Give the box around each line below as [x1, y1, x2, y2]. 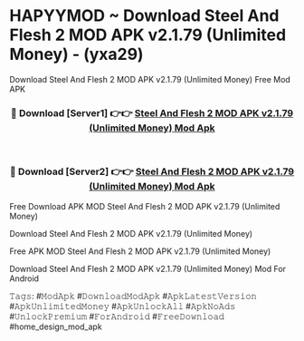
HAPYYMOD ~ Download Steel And [9, 5, 280, 26]
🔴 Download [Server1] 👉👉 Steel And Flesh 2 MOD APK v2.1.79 [10, 106, 294, 119]
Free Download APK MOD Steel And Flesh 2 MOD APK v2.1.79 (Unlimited [9, 200, 280, 211]
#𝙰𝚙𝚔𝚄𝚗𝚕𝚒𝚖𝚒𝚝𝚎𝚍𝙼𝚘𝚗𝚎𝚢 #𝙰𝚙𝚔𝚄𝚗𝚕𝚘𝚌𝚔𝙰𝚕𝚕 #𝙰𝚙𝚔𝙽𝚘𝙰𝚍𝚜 [9, 300, 236, 311]
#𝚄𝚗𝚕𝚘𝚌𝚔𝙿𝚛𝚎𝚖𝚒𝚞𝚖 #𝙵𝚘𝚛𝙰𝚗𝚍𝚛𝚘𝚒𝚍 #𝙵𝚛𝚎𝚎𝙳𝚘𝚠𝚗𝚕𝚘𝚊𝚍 [9, 310, 224, 322]
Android [9, 273, 39, 284]
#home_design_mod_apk [9, 321, 102, 332]
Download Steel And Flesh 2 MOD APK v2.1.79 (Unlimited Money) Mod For [9, 263, 287, 274]
